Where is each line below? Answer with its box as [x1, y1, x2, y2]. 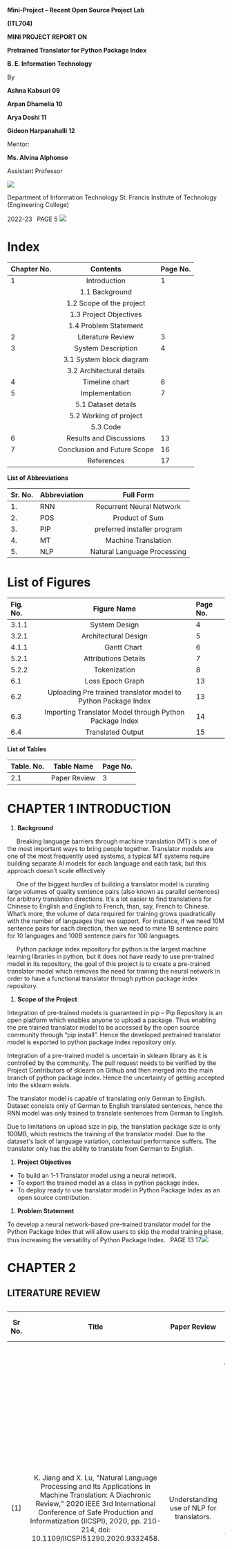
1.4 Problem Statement [68, 321, 144, 330]
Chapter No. [10, 264, 52, 274]
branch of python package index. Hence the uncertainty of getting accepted [7, 1073, 224, 1082]
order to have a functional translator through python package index [7, 974, 198, 983]
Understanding [168, 1494, 217, 1504]
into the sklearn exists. [7, 1080, 71, 1089]
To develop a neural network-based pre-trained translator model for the [7, 1220, 211, 1228]
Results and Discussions [66, 433, 146, 442]
